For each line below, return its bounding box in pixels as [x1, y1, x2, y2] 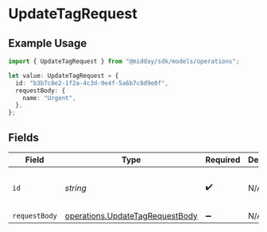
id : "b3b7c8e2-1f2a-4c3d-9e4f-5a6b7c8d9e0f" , [15, 79, 169, 87]
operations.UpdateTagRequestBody [64, 210, 198, 221]
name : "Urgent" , [22, 94, 77, 102]
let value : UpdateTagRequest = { [8, 72, 119, 79]
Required [205, 154, 241, 165]
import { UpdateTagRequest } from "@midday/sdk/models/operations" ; [8, 57, 240, 65]
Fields [8, 130, 40, 144]
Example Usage [8, 37, 87, 50]
